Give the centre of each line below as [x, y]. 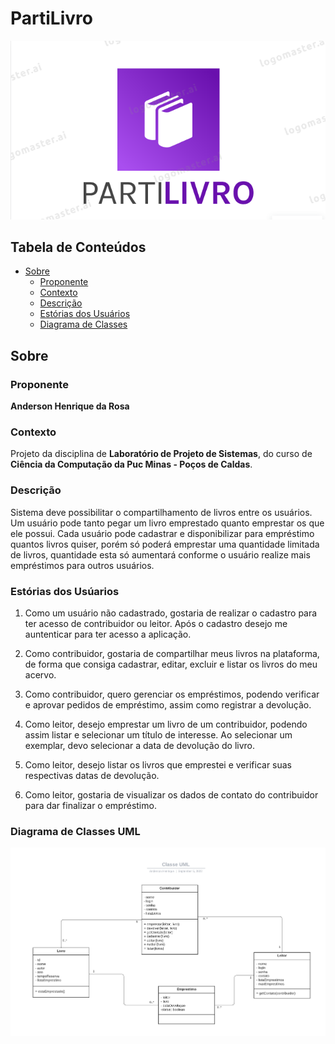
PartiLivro [51, 18]
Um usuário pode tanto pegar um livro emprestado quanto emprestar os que [167, 523]
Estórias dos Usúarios [65, 591]
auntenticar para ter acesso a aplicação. [108, 634]
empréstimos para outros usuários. [82, 565]
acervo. [40, 674]
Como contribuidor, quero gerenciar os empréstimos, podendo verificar [172, 694]
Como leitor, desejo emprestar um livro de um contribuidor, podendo [166, 724]
